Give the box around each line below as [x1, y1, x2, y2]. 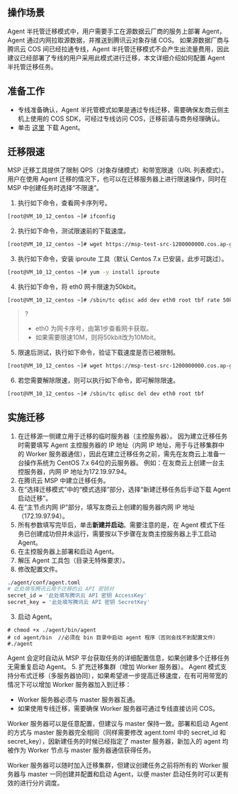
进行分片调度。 [19, 779, 64, 787]
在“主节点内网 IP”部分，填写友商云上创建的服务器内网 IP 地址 [17, 502, 195, 511]
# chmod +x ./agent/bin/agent [7, 627, 97, 634]
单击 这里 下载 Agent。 [17, 123, 84, 131]
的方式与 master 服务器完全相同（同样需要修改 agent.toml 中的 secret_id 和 [7, 728, 227, 737]
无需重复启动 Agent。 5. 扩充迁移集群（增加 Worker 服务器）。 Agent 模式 [7, 663, 221, 671]
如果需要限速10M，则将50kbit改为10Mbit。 [35, 333, 160, 341]
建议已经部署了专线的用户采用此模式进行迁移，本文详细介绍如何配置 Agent [7, 53, 225, 62]
